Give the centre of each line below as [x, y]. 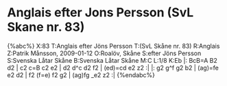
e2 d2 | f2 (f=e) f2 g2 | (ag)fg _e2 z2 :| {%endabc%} [81, 75]
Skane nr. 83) [46, 27]
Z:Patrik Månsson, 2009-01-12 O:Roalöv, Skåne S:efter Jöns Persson [104, 53]
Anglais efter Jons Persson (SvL [100, 13]
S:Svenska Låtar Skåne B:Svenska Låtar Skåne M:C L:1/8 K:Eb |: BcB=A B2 [112, 60]
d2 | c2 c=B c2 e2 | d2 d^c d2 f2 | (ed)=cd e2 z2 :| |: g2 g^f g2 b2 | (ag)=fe [113, 68]
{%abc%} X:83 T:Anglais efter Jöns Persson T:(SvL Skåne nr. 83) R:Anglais [113, 46]
